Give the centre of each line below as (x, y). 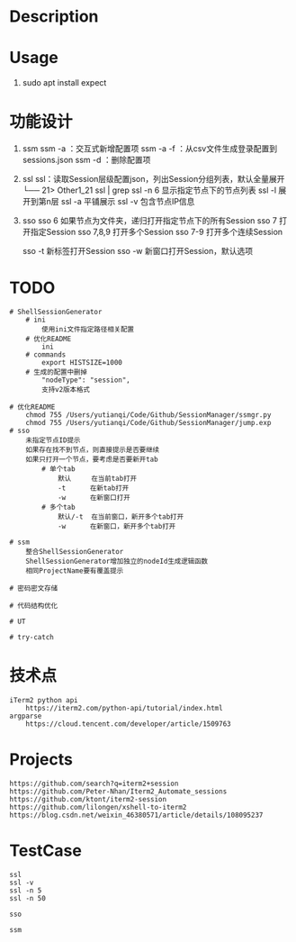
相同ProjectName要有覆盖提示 (75, 571)
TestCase (46, 851)
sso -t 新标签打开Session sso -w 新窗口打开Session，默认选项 (138, 251)
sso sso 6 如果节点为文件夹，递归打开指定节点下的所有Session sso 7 (149, 221)
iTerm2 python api (44, 700)
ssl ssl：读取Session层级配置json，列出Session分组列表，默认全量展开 (153, 179)
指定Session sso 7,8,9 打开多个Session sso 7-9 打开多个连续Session (157, 232)
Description (54, 17)
